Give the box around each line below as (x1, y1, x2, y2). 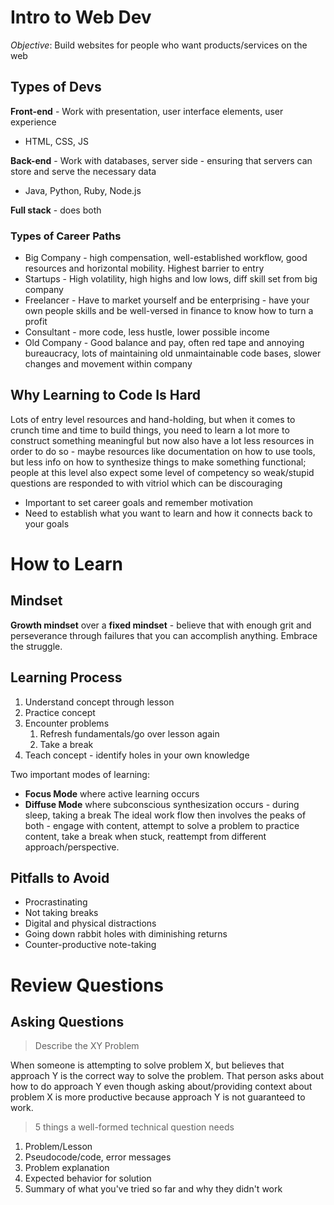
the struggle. (10, 640, 63, 652)
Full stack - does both (10, 204, 102, 216)
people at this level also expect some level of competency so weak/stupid (10, 466, 315, 478)
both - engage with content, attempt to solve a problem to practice (24, 819, 300, 831)
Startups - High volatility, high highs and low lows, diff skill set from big (24, 273, 318, 285)
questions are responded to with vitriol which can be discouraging (10, 477, 283, 489)
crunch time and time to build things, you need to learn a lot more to (10, 424, 290, 436)
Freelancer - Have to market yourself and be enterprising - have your (24, 294, 310, 306)
